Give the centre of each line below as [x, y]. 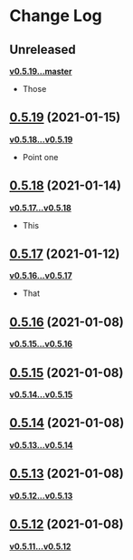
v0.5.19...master [41, 71]
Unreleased [43, 50]
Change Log [56, 16]
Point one [40, 157]
